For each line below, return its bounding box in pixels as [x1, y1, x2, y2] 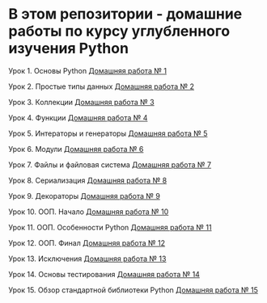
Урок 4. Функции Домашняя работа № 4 [8, 112, 148, 122]
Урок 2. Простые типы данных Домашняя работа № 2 [8, 82, 195, 91]
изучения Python [8, 40, 129, 57]
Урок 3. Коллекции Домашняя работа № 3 [8, 97, 155, 107]
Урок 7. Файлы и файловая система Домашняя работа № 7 [8, 159, 212, 170]
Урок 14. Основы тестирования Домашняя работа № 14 [8, 269, 201, 279]
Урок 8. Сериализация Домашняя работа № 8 [8, 175, 167, 185]
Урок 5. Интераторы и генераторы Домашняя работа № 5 [8, 128, 208, 138]
